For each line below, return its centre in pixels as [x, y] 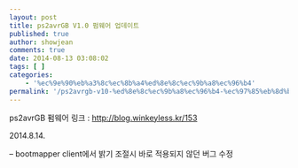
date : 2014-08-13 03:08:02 [59, 58]
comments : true [37, 50]
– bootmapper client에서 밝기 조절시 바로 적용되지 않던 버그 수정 [121, 153]
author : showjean [41, 42]
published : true [39, 34]
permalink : [29, 91]
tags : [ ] [27, 67]
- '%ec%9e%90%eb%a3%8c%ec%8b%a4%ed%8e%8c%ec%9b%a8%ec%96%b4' [140, 83]
